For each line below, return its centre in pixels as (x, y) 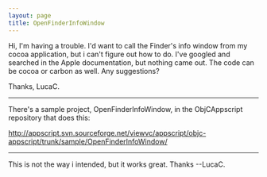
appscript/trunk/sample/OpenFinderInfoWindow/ (88, 141)
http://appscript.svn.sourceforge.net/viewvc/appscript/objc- (107, 133)
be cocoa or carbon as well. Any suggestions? (84, 71)
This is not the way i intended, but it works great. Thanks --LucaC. (117, 164)
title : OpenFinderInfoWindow (56, 23)
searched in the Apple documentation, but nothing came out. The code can (131, 62)
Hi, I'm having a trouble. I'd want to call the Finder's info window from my (128, 45)
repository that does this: (49, 117)
